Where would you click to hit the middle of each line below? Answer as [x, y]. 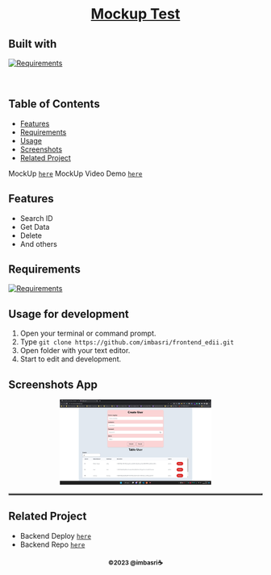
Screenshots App [53, 384]
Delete [31, 235]
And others [39, 244]
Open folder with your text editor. [75, 351]
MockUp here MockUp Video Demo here [75, 173]
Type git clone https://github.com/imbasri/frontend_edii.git [127, 342]
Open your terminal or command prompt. [88, 333]
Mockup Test [135, 14]
